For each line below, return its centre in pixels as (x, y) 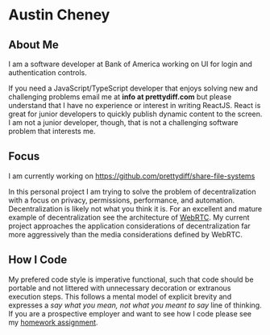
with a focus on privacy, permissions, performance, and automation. (122, 200)
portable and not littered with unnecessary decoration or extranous (120, 287)
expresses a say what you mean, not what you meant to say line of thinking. (135, 305)
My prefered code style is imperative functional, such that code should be (131, 279)
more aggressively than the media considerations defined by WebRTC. (126, 234)
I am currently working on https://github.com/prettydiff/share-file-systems (132, 176)
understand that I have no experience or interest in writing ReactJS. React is (135, 105)
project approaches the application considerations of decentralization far (130, 226)
